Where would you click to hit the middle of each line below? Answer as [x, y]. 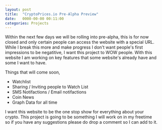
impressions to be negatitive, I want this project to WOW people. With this [79, 53]
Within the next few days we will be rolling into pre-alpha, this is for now [77, 37]
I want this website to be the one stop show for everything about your [74, 112]
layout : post [18, 9]
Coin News [23, 97]
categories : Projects [27, 23]
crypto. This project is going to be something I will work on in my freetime [79, 117]
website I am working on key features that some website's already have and [81, 58]
